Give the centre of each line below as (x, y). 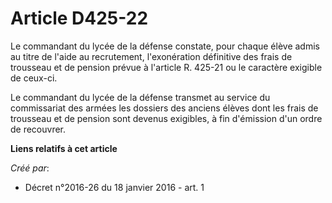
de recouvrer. (38, 129)
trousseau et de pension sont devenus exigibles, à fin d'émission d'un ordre (166, 118)
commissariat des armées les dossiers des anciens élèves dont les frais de (164, 108)
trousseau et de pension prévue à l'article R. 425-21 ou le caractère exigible (166, 67)
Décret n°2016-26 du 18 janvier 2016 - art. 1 (114, 187)
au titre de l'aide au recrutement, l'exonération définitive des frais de (151, 56)
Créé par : (30, 168)
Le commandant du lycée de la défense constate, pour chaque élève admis (165, 46)
